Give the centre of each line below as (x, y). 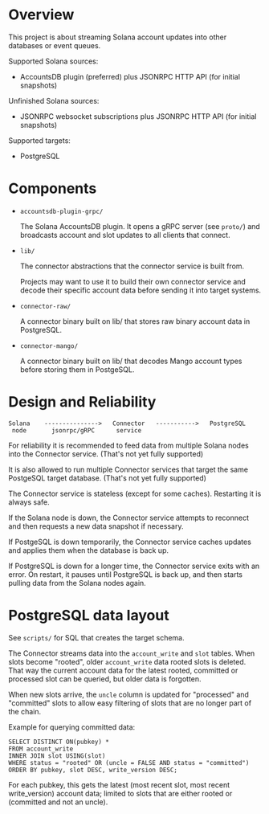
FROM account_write (41, 749)
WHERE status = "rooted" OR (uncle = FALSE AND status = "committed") (129, 763)
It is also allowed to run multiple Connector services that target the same (128, 469)
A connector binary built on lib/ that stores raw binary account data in (135, 321)
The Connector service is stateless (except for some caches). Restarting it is (135, 493)
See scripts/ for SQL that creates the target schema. (96, 637)
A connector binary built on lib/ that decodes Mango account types (131, 361)
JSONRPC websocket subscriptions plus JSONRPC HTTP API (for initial (138, 116)
